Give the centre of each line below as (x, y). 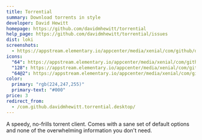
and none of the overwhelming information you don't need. (79, 130)
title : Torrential (29, 12)
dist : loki (20, 40)
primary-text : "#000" (39, 90)
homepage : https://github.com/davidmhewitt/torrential (76, 29)
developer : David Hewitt (37, 23)
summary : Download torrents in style (54, 17)
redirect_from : (25, 101)
